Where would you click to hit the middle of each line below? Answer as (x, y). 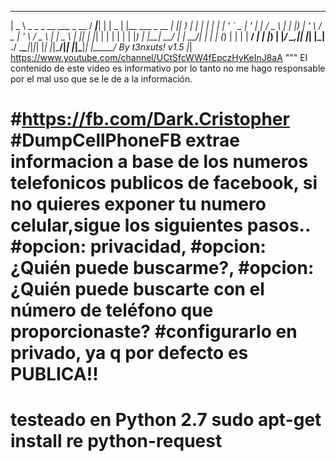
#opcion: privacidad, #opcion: (138, 247)
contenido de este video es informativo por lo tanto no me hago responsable (168, 68)
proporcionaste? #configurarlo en (154, 332)
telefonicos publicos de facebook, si (164, 183)
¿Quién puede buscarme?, (122, 268)
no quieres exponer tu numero (138, 204)
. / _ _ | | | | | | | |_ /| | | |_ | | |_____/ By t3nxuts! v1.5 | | (101, 47)
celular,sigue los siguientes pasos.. (160, 225)
